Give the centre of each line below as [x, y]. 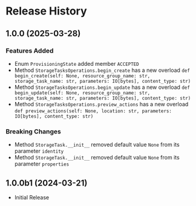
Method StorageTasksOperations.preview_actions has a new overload [101, 104]
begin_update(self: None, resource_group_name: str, [82, 93]
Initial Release [32, 197]
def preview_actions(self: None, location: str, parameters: [93, 111]
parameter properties [42, 164]
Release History [46, 11]
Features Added [30, 51]
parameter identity [39, 151]
